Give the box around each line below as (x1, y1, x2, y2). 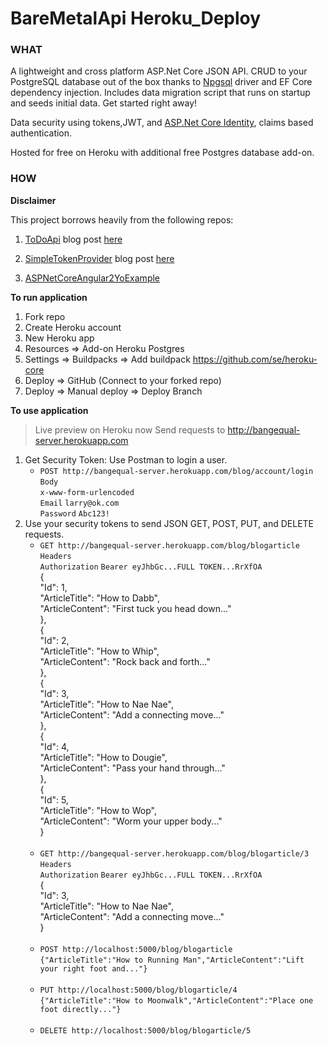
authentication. (10, 127, 73, 139)
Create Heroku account (24, 321, 122, 333)
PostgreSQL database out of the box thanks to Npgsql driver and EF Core (10, 76, 313, 88)
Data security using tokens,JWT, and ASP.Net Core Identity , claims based (10, 117, 314, 129)
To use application (10, 404, 89, 416)
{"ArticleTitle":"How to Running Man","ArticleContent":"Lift (39, 955, 305, 965)
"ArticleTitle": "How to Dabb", (39, 592, 160, 604)
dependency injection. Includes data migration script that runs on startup (10, 87, 311, 99)
